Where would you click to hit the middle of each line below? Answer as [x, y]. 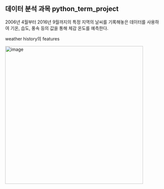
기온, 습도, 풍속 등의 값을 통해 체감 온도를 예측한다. [59, 28]
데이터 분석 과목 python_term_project [62, 9]
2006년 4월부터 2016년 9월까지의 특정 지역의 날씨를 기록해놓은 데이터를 [76, 22]
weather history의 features [32, 38]
